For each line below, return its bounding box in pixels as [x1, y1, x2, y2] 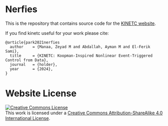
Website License [5, 88, 77, 99]
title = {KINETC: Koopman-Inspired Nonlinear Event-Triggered [10, 53, 153, 58]
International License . [5, 115, 51, 121]
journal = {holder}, [10, 62, 58, 67]
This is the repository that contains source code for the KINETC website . [5, 20, 156, 26]
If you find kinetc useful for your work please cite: [5, 30, 109, 36]
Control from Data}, [5, 57, 49, 63]
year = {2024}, [10, 66, 53, 71]
